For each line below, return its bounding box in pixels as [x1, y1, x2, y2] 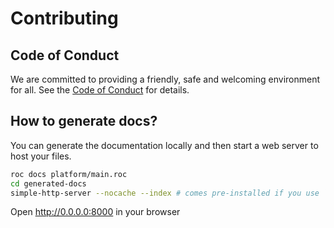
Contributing [10, 7, 119, 30]
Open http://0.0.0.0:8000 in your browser [10, 206, 181, 218]
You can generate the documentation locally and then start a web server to [10, 139, 319, 151]
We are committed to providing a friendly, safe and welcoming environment [10, 73, 321, 85]
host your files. [10, 150, 72, 162]
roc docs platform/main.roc [10, 169, 128, 179]
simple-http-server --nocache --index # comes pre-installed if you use [10, 188, 320, 198]
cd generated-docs [10, 178, 87, 189]
